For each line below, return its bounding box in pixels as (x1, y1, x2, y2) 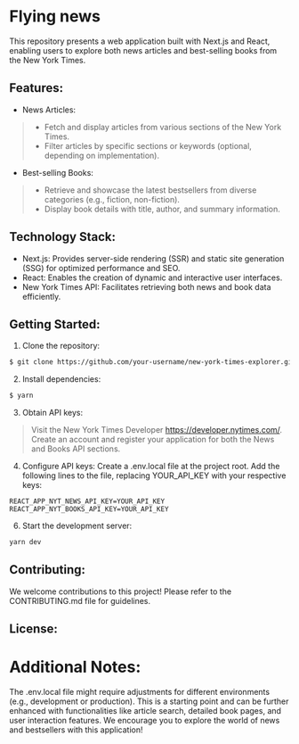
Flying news (9, 6, 101, 27)
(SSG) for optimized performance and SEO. (21, 262, 181, 273)
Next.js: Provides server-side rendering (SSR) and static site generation (21, 252, 285, 264)
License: (9, 622, 58, 637)
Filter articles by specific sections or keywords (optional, (44, 140, 252, 151)
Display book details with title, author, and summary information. (44, 203, 280, 214)
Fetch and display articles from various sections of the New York (44, 121, 282, 132)
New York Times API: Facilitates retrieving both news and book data (21, 281, 271, 292)
